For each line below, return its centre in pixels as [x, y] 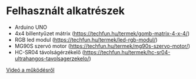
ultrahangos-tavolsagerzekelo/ [52, 58]
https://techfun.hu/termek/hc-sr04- [127, 52]
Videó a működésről [30, 70]
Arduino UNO [31, 27]
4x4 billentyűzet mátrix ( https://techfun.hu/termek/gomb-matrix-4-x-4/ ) [102, 33]
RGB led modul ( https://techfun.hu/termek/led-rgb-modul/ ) [86, 39]
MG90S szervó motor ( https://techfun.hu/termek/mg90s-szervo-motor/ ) [102, 46]
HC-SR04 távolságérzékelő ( [49, 52]
